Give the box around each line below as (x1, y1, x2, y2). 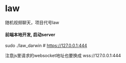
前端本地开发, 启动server (5, 31, 55, 37)
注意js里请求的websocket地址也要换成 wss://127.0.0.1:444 (5, 53, 121, 59)
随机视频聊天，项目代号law (5, 19, 60, 25)
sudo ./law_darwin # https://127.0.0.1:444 (5, 43, 87, 48)
